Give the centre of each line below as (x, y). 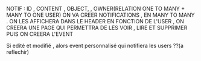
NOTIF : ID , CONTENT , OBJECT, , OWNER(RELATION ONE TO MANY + (96, 9)
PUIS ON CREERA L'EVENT (40, 34)
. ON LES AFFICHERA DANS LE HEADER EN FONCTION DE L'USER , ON (95, 21)
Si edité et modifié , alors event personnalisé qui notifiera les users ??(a (95, 45)
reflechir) (18, 52)
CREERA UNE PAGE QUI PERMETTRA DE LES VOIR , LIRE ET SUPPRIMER (97, 28)
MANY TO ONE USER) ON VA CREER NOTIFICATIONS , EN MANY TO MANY (101, 15)
